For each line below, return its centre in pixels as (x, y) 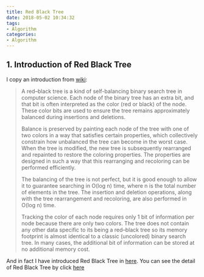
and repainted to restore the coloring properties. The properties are (106, 154)
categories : (21, 35)
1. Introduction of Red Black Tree (69, 65)
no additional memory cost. (55, 249)
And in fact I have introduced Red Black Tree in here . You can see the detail (101, 261)
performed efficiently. (48, 167)
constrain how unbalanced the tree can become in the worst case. (104, 142)
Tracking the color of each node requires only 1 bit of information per (108, 217)
